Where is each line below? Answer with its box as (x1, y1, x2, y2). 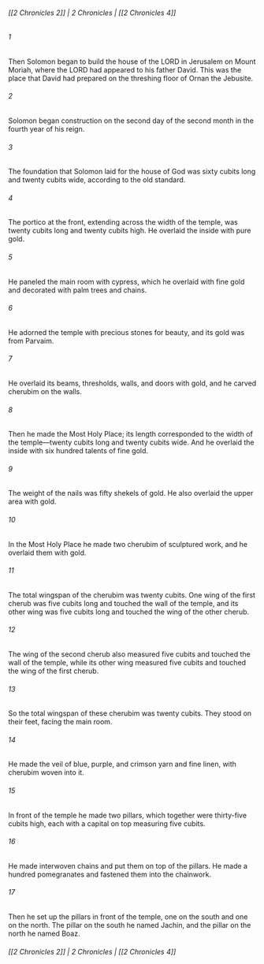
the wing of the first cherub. (8, 666, 99, 676)
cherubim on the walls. (8, 387, 83, 396)
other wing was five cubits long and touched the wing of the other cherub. (8, 607, 250, 616)
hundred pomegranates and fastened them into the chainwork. (8, 869, 211, 879)
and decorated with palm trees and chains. (8, 285, 147, 295)
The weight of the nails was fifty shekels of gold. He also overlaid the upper (8, 489, 254, 498)
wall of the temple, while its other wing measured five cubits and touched (8, 658, 247, 668)
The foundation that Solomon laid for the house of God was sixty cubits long (8, 167, 256, 177)
